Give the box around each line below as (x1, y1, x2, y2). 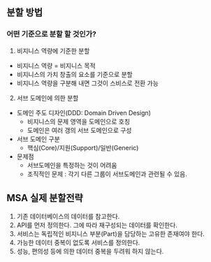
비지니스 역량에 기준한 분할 (16, 46, 90, 54)
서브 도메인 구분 (16, 135, 60, 143)
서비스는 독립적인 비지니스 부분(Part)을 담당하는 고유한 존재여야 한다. (16, 229, 205, 238)
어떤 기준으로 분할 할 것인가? (6, 29, 97, 39)
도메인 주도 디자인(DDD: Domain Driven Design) (16, 108, 152, 117)
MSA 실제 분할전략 (6, 192, 83, 204)
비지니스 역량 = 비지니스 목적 (16, 61, 96, 70)
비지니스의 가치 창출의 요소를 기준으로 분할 (16, 70, 133, 78)
